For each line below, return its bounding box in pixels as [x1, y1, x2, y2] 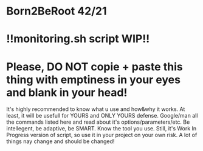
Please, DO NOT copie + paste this [6, 59, 184, 73]
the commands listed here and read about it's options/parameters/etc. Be [6, 118, 190, 126]
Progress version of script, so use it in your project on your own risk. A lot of [6, 132, 198, 139]
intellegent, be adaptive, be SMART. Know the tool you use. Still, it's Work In [6, 125, 197, 132]
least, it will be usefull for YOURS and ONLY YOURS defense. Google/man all [6, 112, 198, 119]
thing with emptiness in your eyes [6, 73, 181, 86]
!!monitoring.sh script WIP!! [6, 32, 150, 46]
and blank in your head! [6, 86, 128, 99]
